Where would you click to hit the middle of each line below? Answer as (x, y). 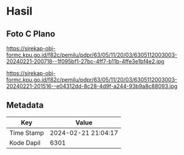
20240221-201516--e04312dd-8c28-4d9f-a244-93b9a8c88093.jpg (92, 86)
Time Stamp (27, 132)
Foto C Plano (31, 34)
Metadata (25, 105)
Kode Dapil (25, 143)
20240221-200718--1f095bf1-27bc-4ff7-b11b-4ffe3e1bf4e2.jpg (85, 61)
